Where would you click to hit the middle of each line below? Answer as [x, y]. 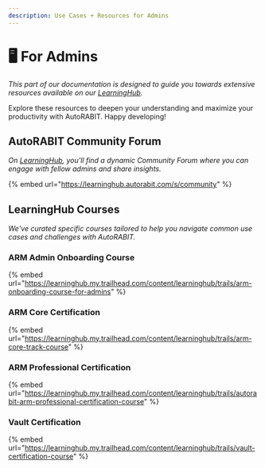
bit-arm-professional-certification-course [76, 402]
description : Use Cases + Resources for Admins [89, 16]
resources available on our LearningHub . [76, 92]
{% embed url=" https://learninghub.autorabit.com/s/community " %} [120, 185]
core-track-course [39, 346]
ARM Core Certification [55, 313]
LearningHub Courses [64, 209]
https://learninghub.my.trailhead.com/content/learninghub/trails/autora [140, 393]
